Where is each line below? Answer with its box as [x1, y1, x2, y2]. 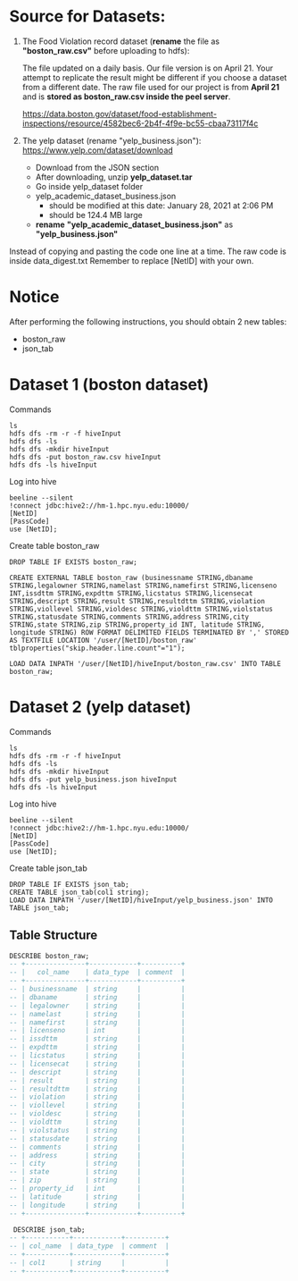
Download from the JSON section [35, 162, 159, 173]
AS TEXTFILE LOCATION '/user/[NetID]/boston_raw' [9, 636, 198, 645]
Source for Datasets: [9, 6, 166, 27]
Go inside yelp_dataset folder [35, 181, 144, 191]
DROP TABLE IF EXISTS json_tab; [9, 880, 129, 889]
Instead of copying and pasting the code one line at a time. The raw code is [9, 246, 287, 257]
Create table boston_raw [9, 540, 100, 551]
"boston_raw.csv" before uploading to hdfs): [21, 45, 190, 55]
